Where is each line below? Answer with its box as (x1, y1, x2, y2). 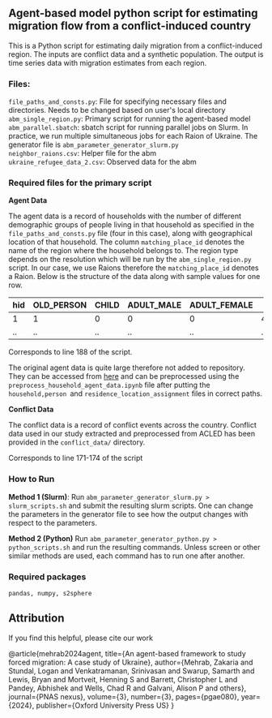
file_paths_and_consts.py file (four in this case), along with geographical (8, 229, 253, 239)
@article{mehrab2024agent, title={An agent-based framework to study (8, 648, 247, 658)
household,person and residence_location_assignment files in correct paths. (8, 389, 263, 398)
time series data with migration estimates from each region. (8, 58, 207, 67)
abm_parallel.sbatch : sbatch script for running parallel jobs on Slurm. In (8, 123, 249, 132)
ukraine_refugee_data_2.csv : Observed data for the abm (8, 157, 197, 167)
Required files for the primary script (8, 178, 152, 189)
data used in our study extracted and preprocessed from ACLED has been (8, 429, 256, 439)
